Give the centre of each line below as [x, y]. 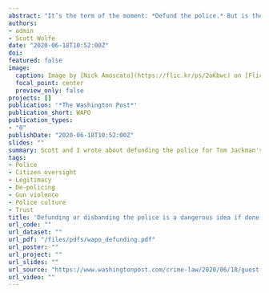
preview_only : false [50, 90]
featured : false [35, 61]
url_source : [28, 270]
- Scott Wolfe [32, 38]
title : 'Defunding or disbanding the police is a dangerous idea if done [134, 218]
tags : [17, 157]
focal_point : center [50, 83]
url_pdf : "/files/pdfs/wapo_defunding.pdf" [82, 240]
